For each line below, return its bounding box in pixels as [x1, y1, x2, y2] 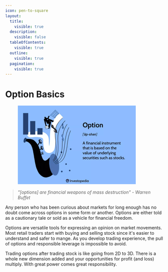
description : [10, 29, 37, 35]
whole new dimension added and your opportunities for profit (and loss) [5, 256, 154, 262]
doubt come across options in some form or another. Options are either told [5, 210, 162, 216]
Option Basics [5, 88, 65, 100]
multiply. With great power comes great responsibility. [5, 261, 117, 267]
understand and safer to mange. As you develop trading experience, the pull [5, 235, 163, 241]
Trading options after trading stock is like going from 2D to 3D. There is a [5, 250, 156, 256]
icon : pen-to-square [5, 8, 49, 13]
